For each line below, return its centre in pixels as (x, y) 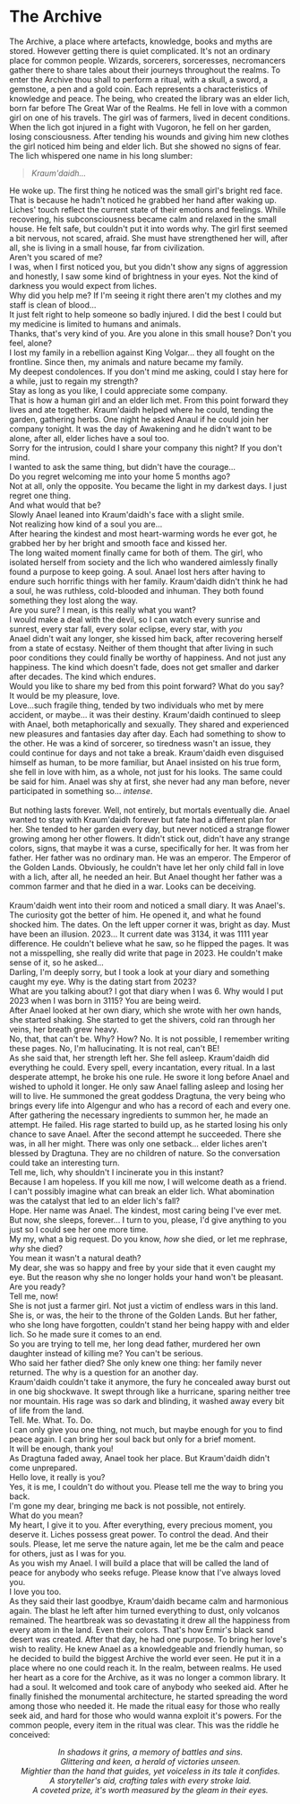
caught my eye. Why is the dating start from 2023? (103, 981)
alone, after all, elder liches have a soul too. (90, 438)
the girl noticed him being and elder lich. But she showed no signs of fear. (145, 146)
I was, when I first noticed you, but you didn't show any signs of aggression (149, 266)
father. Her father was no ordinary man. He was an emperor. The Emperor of (150, 858)
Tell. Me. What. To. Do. (51, 1420)
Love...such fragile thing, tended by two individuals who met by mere (137, 705)
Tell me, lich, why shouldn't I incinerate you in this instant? (116, 1172)
